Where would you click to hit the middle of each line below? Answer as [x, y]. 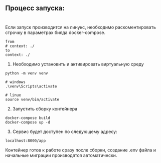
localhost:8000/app [26, 140]
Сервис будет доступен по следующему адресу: [65, 131]
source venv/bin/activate [32, 99]
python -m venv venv [27, 73]
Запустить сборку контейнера [45, 108]
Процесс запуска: [35, 8]
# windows [16, 82]
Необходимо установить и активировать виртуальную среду [78, 64]
